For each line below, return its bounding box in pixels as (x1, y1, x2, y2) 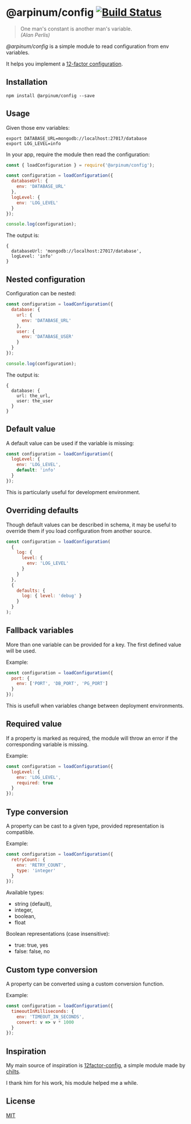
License (6, 1097, 36, 1106)
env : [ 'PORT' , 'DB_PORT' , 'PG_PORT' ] (16, 681, 108, 687)
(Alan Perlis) (20, 31, 51, 38)
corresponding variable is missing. (6, 740, 89, 748)
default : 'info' (16, 467, 56, 473)
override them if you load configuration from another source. (6, 527, 152, 535)
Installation (6, 77, 48, 87)
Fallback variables (6, 626, 74, 636)
